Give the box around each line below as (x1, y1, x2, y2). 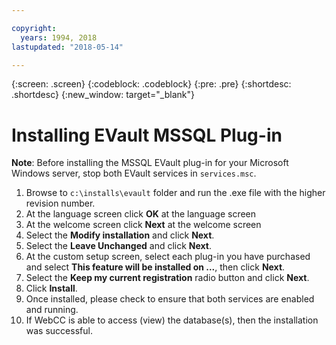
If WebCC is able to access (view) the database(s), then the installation (25, 314, 319, 326)
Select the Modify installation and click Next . (25, 229, 215, 241)
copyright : (11, 23, 57, 33)
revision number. (25, 197, 96, 210)
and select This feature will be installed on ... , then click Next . (25, 261, 286, 273)
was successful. (25, 325, 93, 337)
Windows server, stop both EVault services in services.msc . (11, 167, 257, 180)
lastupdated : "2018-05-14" (11, 42, 124, 52)
